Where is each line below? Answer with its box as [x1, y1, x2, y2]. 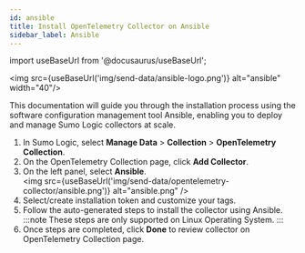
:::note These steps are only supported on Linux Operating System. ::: [22, 215, 284, 226]
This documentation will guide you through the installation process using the [9, 100, 296, 111]
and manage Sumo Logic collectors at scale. [9, 119, 176, 130]
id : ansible [9, 13, 55, 23]
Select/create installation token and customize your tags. [22, 195, 237, 206]
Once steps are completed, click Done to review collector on [22, 224, 250, 235]
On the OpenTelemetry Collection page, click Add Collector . [22, 157, 249, 167]
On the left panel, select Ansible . [22, 166, 147, 177]
